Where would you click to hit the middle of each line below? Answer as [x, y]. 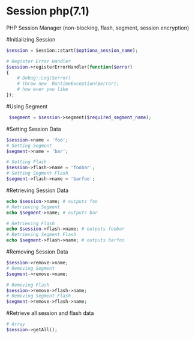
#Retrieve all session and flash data [50, 313]
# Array [16, 324]
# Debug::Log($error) [44, 78]
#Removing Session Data [37, 252]
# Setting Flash [26, 162]
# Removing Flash [28, 285]
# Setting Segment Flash [37, 173]
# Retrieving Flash [31, 223]
